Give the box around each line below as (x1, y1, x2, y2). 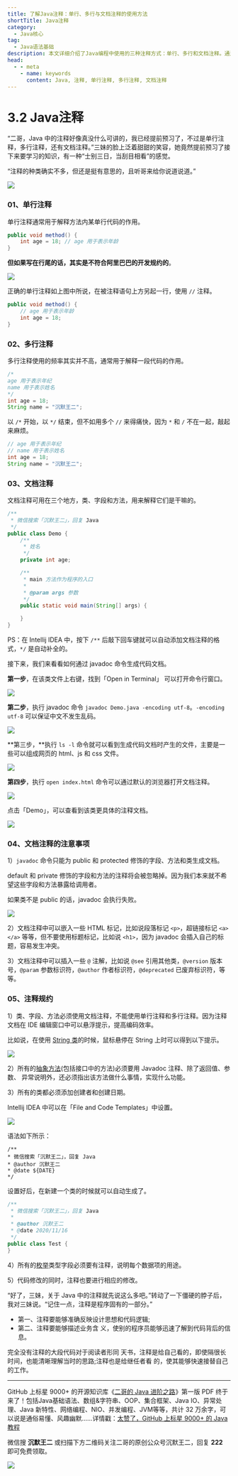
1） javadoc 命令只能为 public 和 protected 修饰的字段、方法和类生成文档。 (7, 856, 224, 865)
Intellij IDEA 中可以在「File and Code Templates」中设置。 (7, 1103, 177, 1111)
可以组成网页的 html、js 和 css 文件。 (13, 749, 123, 758)
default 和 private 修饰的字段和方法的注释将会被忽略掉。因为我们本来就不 (7, 871, 221, 880)
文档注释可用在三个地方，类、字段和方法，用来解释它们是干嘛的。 (7, 496, 200, 505)
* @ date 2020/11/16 (10, 1227, 69, 1234)
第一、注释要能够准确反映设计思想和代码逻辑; (17, 1315, 151, 1323)
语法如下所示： (7, 1131, 51, 1140)
